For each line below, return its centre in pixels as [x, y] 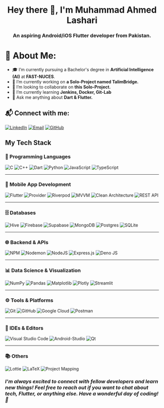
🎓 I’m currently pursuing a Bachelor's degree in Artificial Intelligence [83, 70]
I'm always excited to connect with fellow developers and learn [82, 381]
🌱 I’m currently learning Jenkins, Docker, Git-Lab [62, 92]
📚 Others [17, 356]
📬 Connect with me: [37, 113]
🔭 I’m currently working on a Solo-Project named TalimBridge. [75, 82]
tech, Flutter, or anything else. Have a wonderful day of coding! [82, 393]
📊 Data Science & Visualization [43, 270]
